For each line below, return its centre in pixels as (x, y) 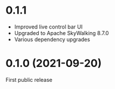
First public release (29, 80)
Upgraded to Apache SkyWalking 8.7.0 (61, 33)
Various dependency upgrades (52, 39)
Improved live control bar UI (48, 27)
